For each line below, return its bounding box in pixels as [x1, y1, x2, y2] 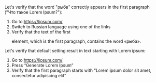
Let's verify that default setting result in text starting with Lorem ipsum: [4, 48, 146, 53]
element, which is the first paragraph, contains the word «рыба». [11, 38, 141, 44]
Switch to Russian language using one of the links [11, 24, 111, 30]
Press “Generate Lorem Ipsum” [11, 63, 73, 68]
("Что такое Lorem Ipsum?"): [4, 9, 63, 15]
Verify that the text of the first [11, 29, 71, 34]
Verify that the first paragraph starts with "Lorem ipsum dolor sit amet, [11, 67, 152, 73]
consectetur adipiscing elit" [11, 73, 67, 78]
